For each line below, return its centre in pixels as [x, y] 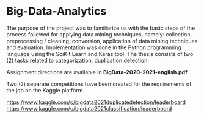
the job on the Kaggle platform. [45, 90]
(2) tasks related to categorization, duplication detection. [78, 60]
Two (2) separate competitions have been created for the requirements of [99, 84]
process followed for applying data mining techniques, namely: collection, [99, 34]
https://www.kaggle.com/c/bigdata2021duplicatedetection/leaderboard [96, 102]
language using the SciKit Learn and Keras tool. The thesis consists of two [100, 54]
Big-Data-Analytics [56, 11]
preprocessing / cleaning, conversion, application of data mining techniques [102, 41]
